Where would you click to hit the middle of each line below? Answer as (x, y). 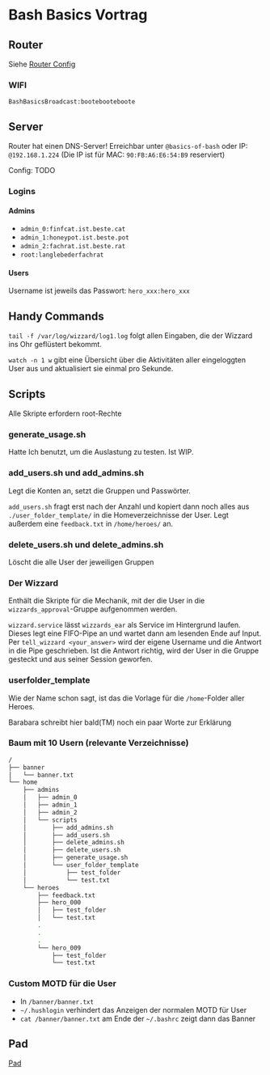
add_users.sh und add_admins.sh (76, 473)
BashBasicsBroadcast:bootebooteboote (72, 102)
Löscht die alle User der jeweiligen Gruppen (81, 562)
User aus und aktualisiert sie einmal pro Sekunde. (91, 369)
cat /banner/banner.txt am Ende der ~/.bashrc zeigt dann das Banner (138, 1018)
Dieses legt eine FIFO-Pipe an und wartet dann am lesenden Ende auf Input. (135, 633)
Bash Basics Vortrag (78, 15)
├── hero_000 (59, 903)
